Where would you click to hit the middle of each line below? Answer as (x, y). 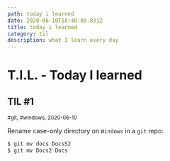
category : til (28, 34)
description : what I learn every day (63, 40)
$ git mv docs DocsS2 (39, 144)
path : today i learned (41, 14)
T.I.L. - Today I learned (75, 76)
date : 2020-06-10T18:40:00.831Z (55, 21)
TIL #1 (21, 101)
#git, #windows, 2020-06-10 (42, 118)
